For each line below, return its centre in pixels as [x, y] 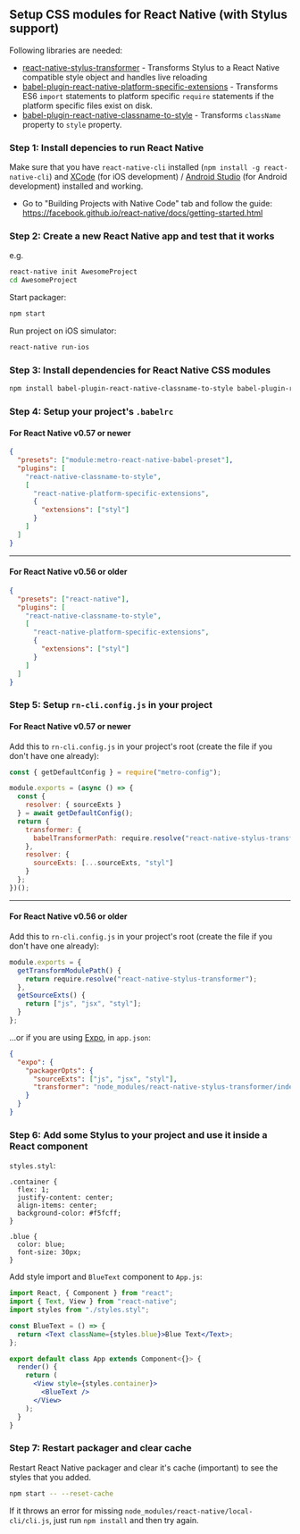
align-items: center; [58, 1206]
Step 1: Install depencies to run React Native [106, 147]
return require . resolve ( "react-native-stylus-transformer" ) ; [141, 979]
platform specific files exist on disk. [87, 105]
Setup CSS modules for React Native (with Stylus [148, 15]
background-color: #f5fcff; [70, 1214]
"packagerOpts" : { [59, 1070]
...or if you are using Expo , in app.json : [80, 1037]
